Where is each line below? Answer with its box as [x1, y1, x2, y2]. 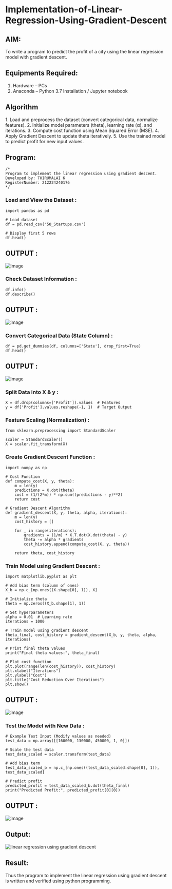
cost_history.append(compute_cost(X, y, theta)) [24, 542, 130, 547]
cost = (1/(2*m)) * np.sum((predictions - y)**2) [14, 492, 123, 497]
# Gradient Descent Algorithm [5, 506, 70, 511]
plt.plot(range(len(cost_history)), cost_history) [5, 664, 116, 669]
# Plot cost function [5, 659, 52, 664]
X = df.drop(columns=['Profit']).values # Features [5, 400, 121, 405]
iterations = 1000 [5, 619, 45, 624]
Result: [5, 859, 29, 867]
